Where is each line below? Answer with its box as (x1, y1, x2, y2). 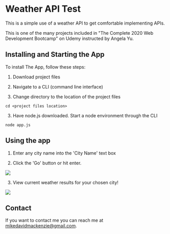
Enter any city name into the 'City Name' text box (12, 150, 116, 156)
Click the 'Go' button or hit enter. (12, 160, 82, 166)
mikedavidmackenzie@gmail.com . (5, 223, 78, 229)
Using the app (5, 136, 51, 145)
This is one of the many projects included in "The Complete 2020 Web (5, 30, 154, 36)
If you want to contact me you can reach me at (5, 217, 104, 223)
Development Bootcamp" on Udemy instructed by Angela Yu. (5, 35, 134, 41)
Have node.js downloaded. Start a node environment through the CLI (12, 112, 158, 118)
